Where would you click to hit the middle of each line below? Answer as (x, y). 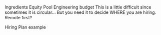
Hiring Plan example (25, 27)
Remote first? (18, 17)
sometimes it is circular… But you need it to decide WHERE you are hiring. (80, 12)
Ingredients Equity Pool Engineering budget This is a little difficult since (78, 7)
